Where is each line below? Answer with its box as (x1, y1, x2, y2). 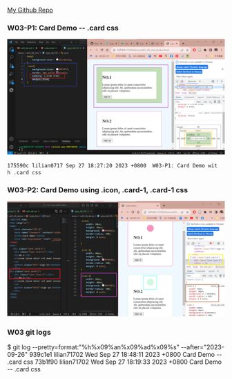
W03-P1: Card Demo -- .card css (7, 23, 119, 33)
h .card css (7, 169, 41, 176)
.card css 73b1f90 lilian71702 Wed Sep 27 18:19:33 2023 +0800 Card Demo (7, 358, 222, 366)
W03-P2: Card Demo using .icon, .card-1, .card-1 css (7, 185, 188, 194)
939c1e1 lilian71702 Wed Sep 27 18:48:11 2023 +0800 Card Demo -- (29, 351, 222, 359)
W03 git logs (7, 328, 52, 338)
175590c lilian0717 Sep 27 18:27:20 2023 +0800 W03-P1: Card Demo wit (7, 163, 217, 169)
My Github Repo (7, 6, 53, 14)
